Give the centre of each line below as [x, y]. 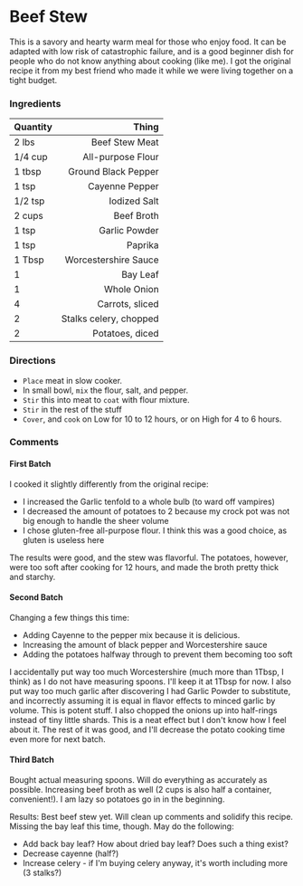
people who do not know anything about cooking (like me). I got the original [150, 61]
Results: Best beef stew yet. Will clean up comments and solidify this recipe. [151, 817]
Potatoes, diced [126, 334]
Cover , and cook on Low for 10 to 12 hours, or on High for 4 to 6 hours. [152, 419]
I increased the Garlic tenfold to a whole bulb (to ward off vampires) [149, 501]
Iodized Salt [134, 201]
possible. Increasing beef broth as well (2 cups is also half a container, [141, 790]
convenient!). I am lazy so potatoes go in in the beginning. [117, 799]
